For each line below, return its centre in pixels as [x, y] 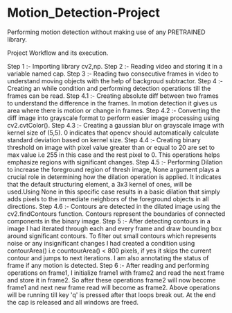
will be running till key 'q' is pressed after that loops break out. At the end [111, 295]
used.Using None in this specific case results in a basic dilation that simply [114, 192]
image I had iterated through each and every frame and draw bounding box [115, 228]
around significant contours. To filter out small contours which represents [112, 236]
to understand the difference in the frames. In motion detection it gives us [112, 103]
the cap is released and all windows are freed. [73, 302]
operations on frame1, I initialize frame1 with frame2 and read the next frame [116, 273]
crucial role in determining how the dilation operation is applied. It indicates [114, 177]
